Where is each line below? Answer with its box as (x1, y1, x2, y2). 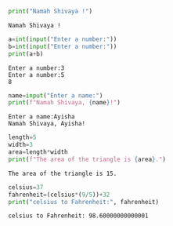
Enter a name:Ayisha (8, 113, 76, 121)
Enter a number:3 (8, 64, 65, 72)
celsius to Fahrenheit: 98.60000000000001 (8, 212, 149, 220)
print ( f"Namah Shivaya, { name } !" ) (8, 99, 121, 107)
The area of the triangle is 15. (8, 169, 117, 177)
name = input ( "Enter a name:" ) (8, 91, 103, 100)
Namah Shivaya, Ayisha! (8, 120, 86, 128)
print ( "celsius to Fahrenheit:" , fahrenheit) (8, 198, 159, 206)
